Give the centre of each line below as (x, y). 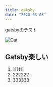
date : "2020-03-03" (26, 15)
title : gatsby (20, 10)
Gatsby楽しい (27, 57)
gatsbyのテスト (21, 30)
